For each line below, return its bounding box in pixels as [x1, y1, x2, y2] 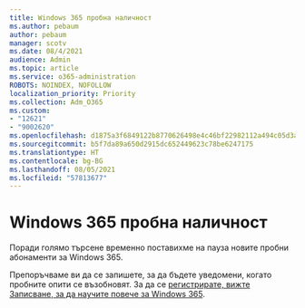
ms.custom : [9, 106, 51, 115]
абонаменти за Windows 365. [9, 252, 123, 263]
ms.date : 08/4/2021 [9, 47, 84, 56]
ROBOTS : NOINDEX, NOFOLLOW [9, 81, 112, 90]
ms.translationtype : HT [9, 148, 100, 157]
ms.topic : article [9, 64, 79, 73]
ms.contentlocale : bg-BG [9, 156, 103, 166]
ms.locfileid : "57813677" [9, 173, 107, 182]
